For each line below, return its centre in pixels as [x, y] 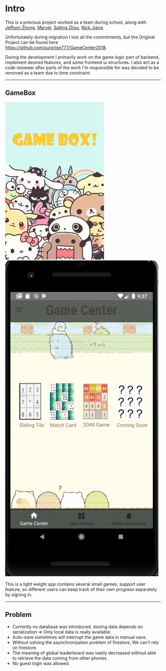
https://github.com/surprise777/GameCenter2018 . [56, 47]
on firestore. [25, 647]
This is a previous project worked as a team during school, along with [76, 22]
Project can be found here [32, 42]
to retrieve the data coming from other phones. [60, 658]
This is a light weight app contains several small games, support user [75, 584]
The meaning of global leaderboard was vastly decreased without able [84, 653]
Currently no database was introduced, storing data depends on [78, 627]
